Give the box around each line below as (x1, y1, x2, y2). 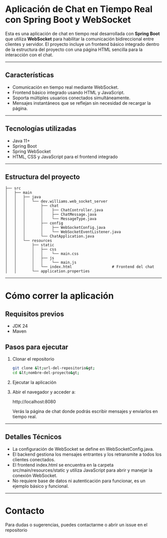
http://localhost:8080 (12, 398, 56, 404)
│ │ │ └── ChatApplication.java (5, 234, 94, 239)
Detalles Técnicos (5, 433, 62, 441)
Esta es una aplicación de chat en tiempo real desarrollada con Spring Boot (5, 30, 160, 36)
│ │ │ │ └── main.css (5, 251, 79, 256)
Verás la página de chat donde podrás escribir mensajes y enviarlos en (12, 408, 158, 414)
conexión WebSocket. (12, 472, 58, 478)
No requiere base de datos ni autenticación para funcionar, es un (12, 478, 146, 484)
